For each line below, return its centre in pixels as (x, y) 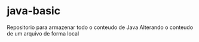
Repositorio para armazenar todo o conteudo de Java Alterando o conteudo (100, 27)
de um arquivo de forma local (43, 33)
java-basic (34, 11)
